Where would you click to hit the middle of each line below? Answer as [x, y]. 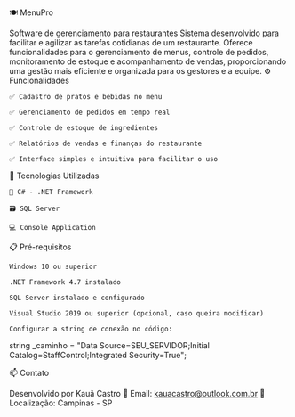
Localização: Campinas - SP [61, 403]
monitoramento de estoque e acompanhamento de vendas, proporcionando [148, 61]
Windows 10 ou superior [53, 266]
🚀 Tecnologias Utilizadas [54, 176]
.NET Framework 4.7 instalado [65, 282]
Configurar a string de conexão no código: [91, 329]
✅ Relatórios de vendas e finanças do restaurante [106, 143]
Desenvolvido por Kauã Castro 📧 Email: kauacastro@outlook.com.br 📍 [137, 393]
